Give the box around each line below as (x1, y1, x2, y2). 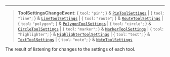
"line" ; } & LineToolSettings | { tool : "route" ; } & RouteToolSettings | (17, 15, 163, 21)
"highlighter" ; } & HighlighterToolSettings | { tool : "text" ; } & (17, 31, 150, 37)
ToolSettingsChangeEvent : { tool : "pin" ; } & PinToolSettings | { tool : (17, 10, 164, 15)
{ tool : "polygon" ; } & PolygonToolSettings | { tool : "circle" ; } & (17, 20, 152, 26)
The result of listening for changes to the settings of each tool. (5, 46, 136, 52)
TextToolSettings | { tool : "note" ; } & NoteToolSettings (17, 36, 133, 42)
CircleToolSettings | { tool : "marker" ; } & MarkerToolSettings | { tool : (17, 26, 164, 31)
